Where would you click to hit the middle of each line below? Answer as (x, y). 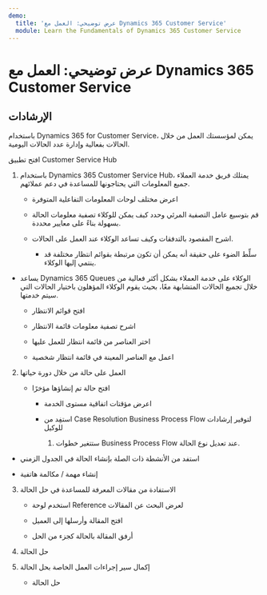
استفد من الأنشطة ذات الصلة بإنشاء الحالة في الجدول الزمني (110, 459)
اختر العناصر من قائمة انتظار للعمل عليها (91, 341)
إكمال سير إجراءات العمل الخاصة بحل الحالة (85, 567)
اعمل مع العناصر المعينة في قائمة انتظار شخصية (103, 357)
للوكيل (54, 428)
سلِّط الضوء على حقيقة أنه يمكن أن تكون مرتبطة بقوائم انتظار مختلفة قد (150, 254)
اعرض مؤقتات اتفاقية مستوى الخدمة (98, 404)
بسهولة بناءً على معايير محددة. (76, 223)
